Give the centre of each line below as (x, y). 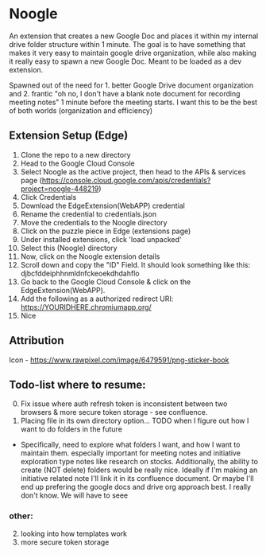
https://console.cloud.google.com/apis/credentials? (126, 180)
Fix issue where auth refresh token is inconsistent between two (124, 404)
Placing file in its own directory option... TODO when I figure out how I (135, 421)
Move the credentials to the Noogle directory (94, 222)
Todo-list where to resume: (77, 384)
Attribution (37, 340)
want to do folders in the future (71, 429)
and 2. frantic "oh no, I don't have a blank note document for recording (125, 93)
